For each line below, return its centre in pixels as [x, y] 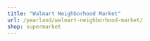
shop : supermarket [34, 26]
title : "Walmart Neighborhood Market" [64, 14]
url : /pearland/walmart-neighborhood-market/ [75, 20]
